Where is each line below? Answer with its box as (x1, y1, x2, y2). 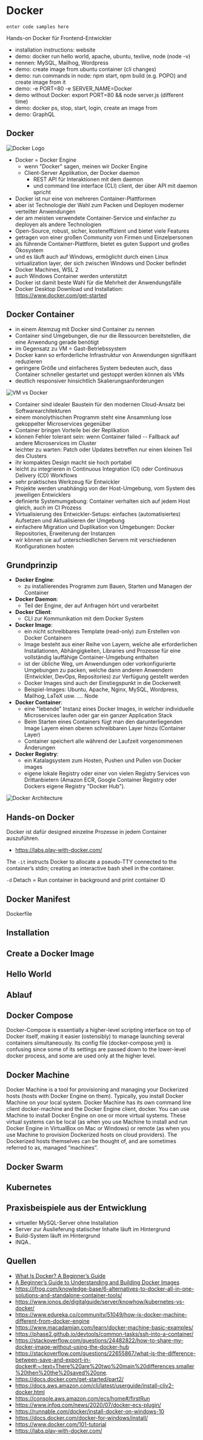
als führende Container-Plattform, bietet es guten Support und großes (15, 240, 190, 247)
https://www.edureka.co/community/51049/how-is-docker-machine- (15, 1311, 188, 1318)
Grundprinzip (6, 560, 58, 570)
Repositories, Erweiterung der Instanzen (15, 530, 116, 537)
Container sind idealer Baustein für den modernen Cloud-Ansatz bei (15, 400, 185, 408)
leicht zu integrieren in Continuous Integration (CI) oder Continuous (15, 465, 184, 473)
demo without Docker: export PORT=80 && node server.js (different (15, 91, 184, 98)
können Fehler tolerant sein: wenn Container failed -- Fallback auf (15, 432, 180, 440)
